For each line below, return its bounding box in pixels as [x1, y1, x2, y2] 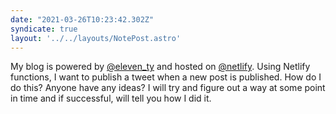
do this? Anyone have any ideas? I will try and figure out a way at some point [10, 82, 326, 94]
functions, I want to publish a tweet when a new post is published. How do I [10, 71, 322, 83]
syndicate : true [10, 24, 78, 34]
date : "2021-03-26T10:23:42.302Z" [10, 14, 155, 25]
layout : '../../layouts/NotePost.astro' [10, 33, 182, 43]
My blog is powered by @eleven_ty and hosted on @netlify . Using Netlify [10, 61, 311, 73]
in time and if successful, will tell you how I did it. [10, 92, 212, 105]
